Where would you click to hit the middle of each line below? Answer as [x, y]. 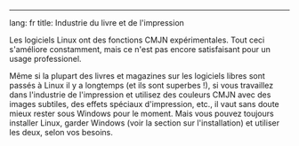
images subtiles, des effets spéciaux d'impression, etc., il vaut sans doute [144, 104]
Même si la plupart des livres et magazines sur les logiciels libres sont [137, 76]
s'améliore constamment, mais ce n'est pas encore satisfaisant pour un [140, 49]
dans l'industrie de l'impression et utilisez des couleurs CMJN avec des [140, 95]
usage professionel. [45, 59]
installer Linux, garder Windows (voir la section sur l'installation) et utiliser [145, 123]
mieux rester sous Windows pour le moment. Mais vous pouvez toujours [141, 113]
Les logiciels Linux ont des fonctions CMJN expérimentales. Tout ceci [137, 40]
